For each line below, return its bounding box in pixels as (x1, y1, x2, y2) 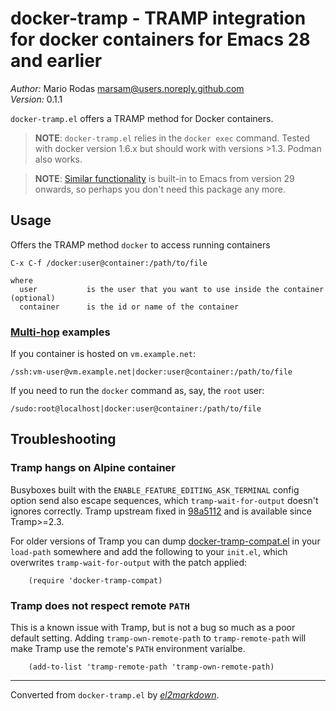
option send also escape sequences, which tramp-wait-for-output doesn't (10, 494, 319, 506)
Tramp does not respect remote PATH (10, 598, 190, 612)
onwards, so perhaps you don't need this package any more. (34, 183, 286, 195)
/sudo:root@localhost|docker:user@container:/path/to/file (10, 404, 262, 414)
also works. (34, 153, 83, 165)
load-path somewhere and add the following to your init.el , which (10, 545, 288, 557)
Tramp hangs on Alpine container (10, 461, 177, 475)
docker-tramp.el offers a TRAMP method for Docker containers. (10, 112, 274, 124)
